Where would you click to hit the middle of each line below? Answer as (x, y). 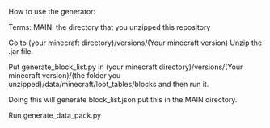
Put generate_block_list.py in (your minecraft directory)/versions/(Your (126, 67)
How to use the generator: (52, 12)
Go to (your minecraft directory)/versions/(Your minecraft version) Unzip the (135, 43)
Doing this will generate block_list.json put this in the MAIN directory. (123, 99)
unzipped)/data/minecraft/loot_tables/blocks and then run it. (109, 84)
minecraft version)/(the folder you (65, 75)
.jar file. (21, 51)
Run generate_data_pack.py (55, 115)
